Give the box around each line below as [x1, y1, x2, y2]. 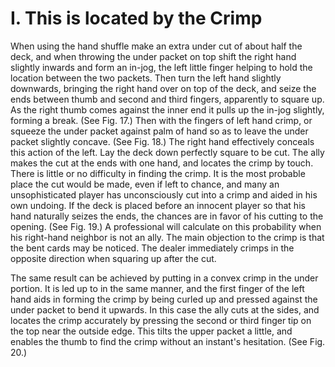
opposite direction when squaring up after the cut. [10, 252, 217, 264]
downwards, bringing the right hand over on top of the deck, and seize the [10, 82, 317, 94]
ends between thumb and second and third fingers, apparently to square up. [10, 93, 325, 105]
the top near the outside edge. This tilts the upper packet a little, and [10, 325, 293, 337]
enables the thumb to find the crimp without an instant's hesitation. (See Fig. [10, 335, 326, 347]
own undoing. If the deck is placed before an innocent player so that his [10, 199, 306, 211]
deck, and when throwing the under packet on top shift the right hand [10, 50, 297, 62]
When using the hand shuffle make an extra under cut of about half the [10, 40, 303, 52]
